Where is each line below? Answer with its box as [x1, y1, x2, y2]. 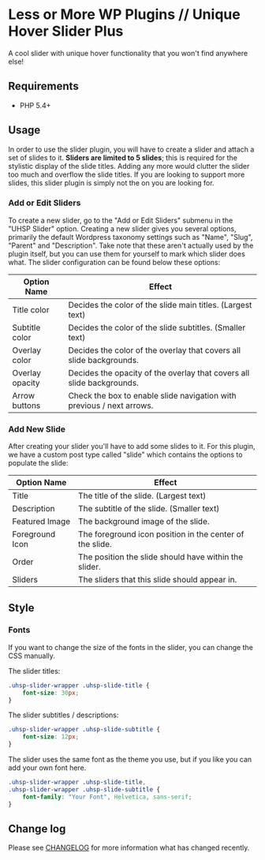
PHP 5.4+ [19, 100, 51, 110]
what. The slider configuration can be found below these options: [8, 257, 221, 267]
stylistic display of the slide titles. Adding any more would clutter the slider [8, 161, 250, 170]
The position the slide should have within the [77, 552, 244, 563]
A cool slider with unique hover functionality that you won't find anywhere [8, 48, 248, 58]
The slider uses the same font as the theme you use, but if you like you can [8, 755, 252, 765]
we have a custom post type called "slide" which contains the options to [8, 450, 243, 459]
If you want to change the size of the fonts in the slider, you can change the [8, 642, 254, 652]
